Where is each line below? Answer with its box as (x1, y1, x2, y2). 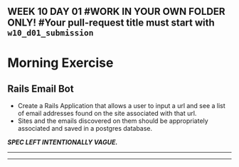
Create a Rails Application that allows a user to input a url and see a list (17, 102, 225, 110)
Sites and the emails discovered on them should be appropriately (17, 117, 208, 125)
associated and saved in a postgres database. (17, 124, 153, 133)
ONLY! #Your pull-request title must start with (7, 17, 215, 29)
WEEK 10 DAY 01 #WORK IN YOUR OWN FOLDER (7, 6, 225, 18)
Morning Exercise (7, 55, 114, 70)
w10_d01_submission (7, 28, 94, 38)
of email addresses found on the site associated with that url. (17, 109, 197, 118)
